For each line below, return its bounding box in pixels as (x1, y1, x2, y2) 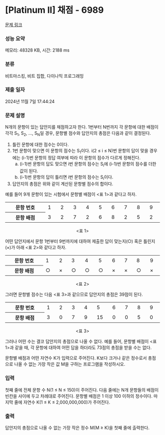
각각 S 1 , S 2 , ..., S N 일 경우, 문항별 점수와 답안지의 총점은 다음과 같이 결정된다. (5, 130, 151, 137)
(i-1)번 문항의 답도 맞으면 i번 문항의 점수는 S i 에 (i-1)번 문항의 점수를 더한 (19, 161, 157, 168)
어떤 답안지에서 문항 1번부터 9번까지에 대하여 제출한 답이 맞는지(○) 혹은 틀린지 (5, 238, 156, 244)
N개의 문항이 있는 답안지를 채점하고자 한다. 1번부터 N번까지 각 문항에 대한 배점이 (5, 124, 159, 130)
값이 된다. (19, 168, 38, 174)
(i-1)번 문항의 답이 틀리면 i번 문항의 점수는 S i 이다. (19, 174, 113, 181)
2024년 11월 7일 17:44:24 (5, 98, 55, 104)
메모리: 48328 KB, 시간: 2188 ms (5, 47, 70, 53)
